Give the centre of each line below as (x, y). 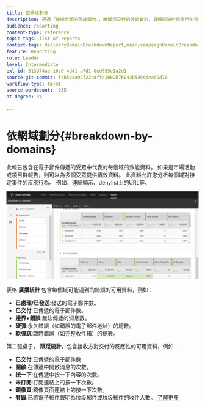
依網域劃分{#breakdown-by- (80, 136)
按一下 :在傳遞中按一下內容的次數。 (59, 375)
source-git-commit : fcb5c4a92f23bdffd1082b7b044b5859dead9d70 (87, 77)
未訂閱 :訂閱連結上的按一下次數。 (56, 383)
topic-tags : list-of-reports (43, 39)
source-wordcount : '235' (38, 90)
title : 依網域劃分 (27, 13)
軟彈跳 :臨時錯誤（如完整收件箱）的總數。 (67, 334)
